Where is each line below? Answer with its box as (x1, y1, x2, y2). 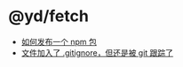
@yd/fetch (8, 6, 90, 26)
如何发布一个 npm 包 (20, 36, 97, 47)
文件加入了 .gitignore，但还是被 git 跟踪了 (20, 47, 174, 58)
